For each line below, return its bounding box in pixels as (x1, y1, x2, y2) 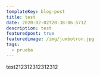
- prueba (11, 47, 33, 53)
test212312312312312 (6, 63, 58, 70)
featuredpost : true (6, 31, 55, 37)
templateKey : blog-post (6, 8, 65, 15)
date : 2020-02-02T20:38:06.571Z (6, 19, 86, 25)
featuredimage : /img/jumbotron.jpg (6, 36, 95, 42)
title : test (6, 14, 36, 20)
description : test (6, 25, 52, 31)
